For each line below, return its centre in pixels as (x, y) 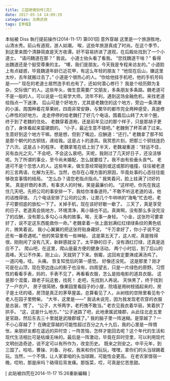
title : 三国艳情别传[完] (29, 10)
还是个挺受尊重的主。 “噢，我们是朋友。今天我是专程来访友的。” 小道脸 (92, 64)
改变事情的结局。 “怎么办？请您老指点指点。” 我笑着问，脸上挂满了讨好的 (85, 179)
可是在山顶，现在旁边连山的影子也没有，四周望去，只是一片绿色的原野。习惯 (85, 267)
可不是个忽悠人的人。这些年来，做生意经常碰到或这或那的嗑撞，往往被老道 (87, 166)
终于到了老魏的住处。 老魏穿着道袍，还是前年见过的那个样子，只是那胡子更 (83, 122)
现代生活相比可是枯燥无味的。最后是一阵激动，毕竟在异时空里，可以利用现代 (85, 337)
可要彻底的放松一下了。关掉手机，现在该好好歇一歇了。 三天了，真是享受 (86, 204)
